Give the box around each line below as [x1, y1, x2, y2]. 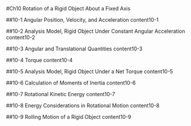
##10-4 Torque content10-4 [6, 57, 73, 63]
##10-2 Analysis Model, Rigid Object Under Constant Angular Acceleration [6, 28, 185, 35]
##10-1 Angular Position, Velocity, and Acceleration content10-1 [6, 16, 159, 23]
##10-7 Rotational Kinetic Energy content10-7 [6, 91, 116, 97]
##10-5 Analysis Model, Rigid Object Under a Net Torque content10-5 [6, 68, 173, 75]
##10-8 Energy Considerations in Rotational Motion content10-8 [6, 102, 159, 109]
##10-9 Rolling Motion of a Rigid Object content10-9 [6, 114, 131, 120]
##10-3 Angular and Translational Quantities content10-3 [6, 45, 143, 52]
